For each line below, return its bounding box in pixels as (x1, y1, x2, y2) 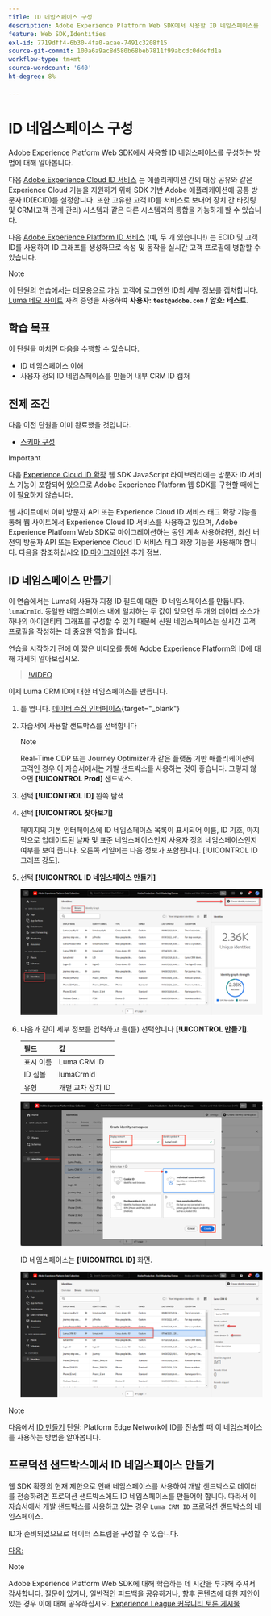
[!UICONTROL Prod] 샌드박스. (35, 774, 133, 783)
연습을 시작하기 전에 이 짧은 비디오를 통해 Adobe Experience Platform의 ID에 (8, 643, 252, 653)
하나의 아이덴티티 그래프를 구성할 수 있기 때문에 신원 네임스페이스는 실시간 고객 (8, 617, 256, 626)
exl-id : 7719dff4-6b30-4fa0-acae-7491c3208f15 (8, 39, 168, 47)
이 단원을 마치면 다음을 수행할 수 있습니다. (8, 344, 140, 354)
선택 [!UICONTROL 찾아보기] (19, 808, 113, 818)
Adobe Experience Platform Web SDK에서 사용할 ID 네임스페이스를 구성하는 (8, 148, 252, 157)
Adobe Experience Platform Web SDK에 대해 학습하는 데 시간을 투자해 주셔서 (8, 1578, 256, 1588)
